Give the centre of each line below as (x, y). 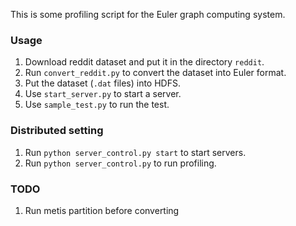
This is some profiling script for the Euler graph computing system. (148, 14)
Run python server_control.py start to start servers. (135, 152)
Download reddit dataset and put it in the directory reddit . (144, 62)
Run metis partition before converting (102, 210)
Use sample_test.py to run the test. (97, 105)
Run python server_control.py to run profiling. (120, 163)
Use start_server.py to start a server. (103, 94)
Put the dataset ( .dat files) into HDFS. (102, 83)
